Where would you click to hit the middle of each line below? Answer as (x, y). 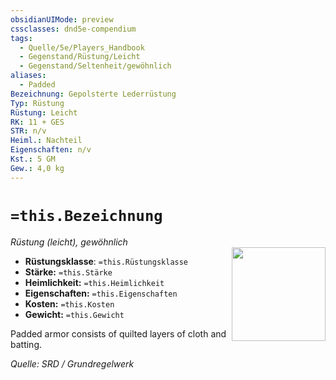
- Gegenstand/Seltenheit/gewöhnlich (95, 66)
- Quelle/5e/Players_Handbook (82, 47)
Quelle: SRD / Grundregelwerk (72, 363)
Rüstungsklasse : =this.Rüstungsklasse (106, 261)
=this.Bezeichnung (86, 215)
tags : (21, 38)
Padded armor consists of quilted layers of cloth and (118, 333)
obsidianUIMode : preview (62, 19)
